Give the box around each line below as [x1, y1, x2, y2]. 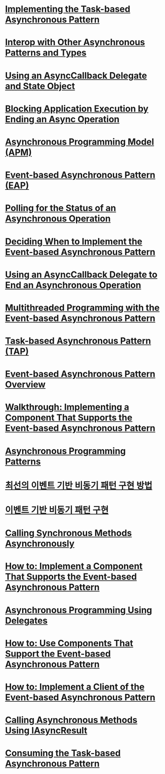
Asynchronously [5, 538, 75, 549]
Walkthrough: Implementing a [5, 402, 130, 413]
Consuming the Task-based [5, 748, 121, 759]
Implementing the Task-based [5, 3, 131, 15]
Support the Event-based [5, 648, 111, 659]
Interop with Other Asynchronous [5, 37, 145, 48]
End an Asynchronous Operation [5, 279, 141, 291]
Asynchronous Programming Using [5, 604, 153, 616]
